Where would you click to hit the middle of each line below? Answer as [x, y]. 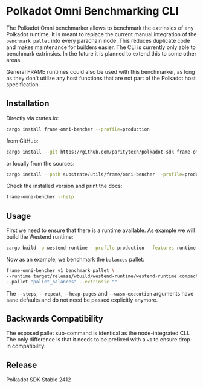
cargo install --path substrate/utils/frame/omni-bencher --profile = [96, 174]
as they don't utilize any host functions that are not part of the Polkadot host [101, 78]
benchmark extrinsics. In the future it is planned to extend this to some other [101, 53]
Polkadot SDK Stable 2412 [39, 380]
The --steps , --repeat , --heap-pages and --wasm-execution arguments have [100, 293]
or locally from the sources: [40, 163]
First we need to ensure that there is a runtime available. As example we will [101, 230]
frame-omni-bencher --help [40, 197]
